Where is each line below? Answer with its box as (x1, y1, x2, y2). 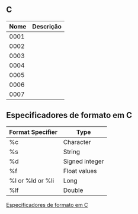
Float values (63, 167, 97, 175)
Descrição (32, 22, 62, 30)
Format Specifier (9, 127, 58, 136)
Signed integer (63, 157, 104, 165)
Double (63, 186, 84, 194)
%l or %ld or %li (9, 176, 54, 184)
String (63, 148, 80, 156)
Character (63, 138, 91, 146)
